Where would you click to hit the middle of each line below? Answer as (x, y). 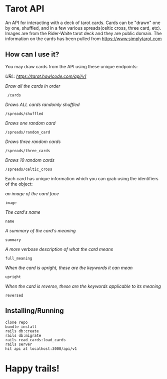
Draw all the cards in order (33, 86)
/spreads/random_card (28, 132)
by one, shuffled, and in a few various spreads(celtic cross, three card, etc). (83, 28)
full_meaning (19, 258)
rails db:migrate (23, 335)
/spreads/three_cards (28, 151)
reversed (14, 295)
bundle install (21, 327)
